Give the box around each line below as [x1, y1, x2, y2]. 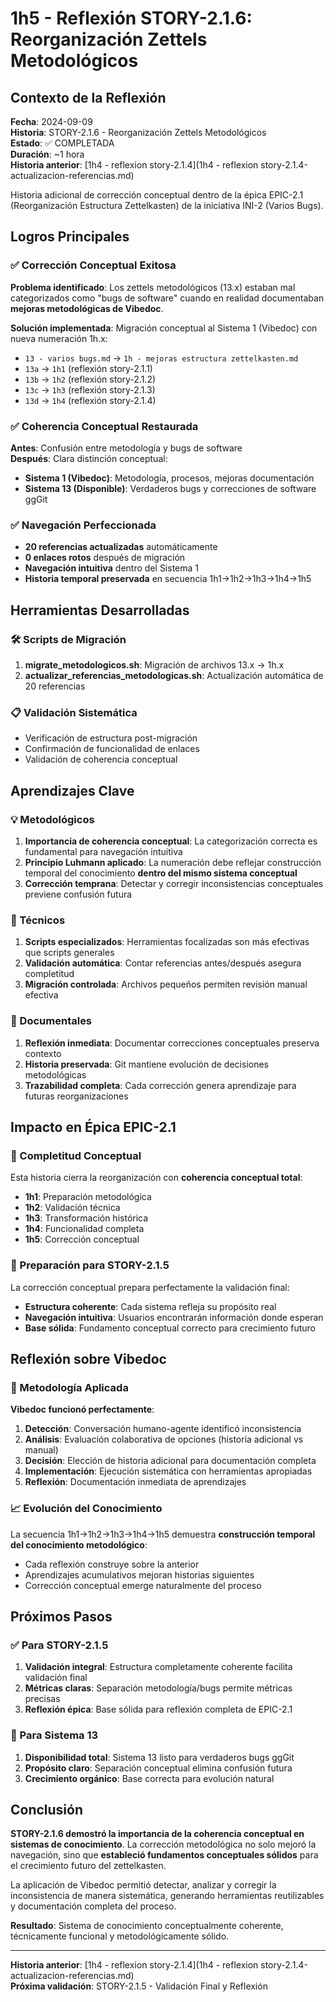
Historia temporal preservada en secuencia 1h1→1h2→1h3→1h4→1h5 [24, 573, 312, 585]
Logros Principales [10, 228, 130, 246]
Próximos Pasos [10, 1608, 113, 1625]
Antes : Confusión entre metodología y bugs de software [10, 442, 243, 454]
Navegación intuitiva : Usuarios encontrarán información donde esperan [24, 1311, 324, 1323]
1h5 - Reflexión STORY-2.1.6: [10, 7, 253, 30]
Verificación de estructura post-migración [24, 732, 198, 744]
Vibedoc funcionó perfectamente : [10, 1403, 155, 1416]
